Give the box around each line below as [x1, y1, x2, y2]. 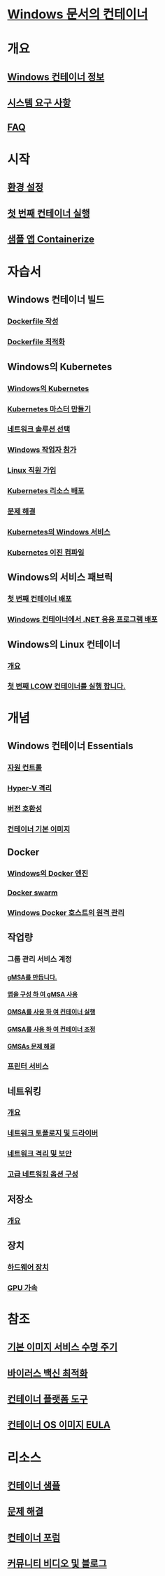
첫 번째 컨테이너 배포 [7, 594, 72, 604]
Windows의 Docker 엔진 [7, 869, 89, 879]
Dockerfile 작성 [7, 316, 59, 326]
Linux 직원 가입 [7, 466, 57, 476]
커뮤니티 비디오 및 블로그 [7, 1558, 107, 1570]
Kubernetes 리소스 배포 [7, 486, 85, 496]
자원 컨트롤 [7, 762, 43, 772]
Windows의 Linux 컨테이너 [7, 638, 121, 651]
